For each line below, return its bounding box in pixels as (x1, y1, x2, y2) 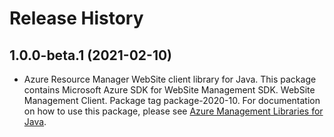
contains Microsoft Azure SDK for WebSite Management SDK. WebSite (23, 84, 316, 96)
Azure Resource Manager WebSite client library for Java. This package (23, 73, 317, 85)
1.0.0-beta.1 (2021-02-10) (9, 47, 173, 64)
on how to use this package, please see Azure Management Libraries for (23, 105, 324, 117)
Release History (9, 7, 144, 30)
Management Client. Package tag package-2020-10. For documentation (23, 95, 321, 106)
